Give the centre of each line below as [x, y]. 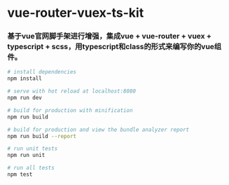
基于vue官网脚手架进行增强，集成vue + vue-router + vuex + [110, 36]
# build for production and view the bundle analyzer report [98, 130]
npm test [20, 174]
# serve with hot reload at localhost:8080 [72, 91]
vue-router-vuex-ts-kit [76, 13]
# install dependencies [42, 72]
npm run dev [25, 98]
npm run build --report [42, 136]
